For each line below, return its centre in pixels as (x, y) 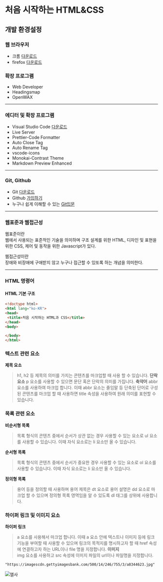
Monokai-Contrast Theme (38, 158)
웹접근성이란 (17, 257)
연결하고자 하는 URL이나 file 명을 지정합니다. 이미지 (71, 549)
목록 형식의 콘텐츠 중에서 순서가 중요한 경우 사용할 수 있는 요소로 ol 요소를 (87, 462)
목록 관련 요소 (20, 413)
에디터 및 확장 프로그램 (30, 115)
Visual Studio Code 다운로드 (40, 127)
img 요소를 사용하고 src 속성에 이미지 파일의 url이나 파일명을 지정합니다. (85, 555)
